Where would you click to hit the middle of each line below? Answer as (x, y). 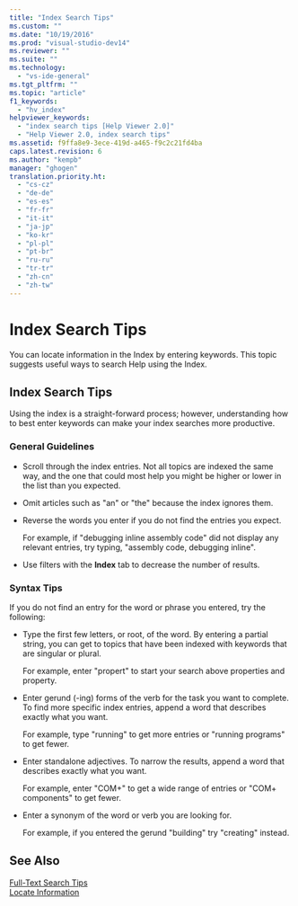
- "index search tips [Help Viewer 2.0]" (96, 127)
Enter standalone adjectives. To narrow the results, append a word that (153, 761)
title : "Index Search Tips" (62, 18)
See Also (35, 861)
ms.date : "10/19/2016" (52, 34)
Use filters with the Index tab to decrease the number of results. (141, 564)
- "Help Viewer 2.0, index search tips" (94, 135)
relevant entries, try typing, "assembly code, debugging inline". (139, 547)
